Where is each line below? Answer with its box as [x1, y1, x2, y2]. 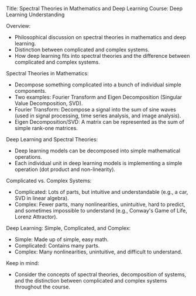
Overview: [6, 23, 31, 29]
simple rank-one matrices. [14, 125, 78, 131]
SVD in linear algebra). [14, 195, 69, 201]
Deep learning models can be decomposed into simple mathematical [14, 147, 180, 154]
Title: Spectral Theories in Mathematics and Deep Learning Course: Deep [6, 5, 183, 12]
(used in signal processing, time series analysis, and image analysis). [14, 112, 181, 119]
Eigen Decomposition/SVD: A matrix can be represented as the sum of [14, 119, 184, 125]
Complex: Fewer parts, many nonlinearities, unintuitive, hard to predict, [14, 201, 185, 208]
